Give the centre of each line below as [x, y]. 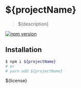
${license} [16, 81]
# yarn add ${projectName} [34, 71]
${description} [33, 24]
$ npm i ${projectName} [31, 62]
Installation [24, 50]
